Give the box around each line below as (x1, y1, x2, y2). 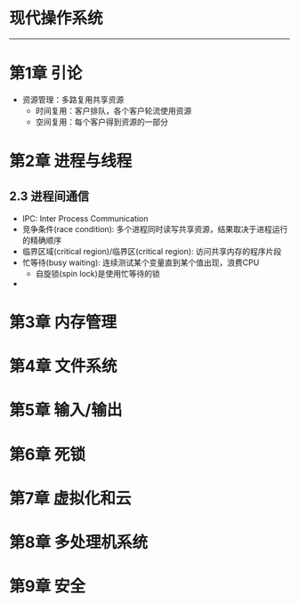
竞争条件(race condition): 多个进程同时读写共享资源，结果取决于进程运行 (21, 223, 288, 234)
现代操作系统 (9, 8, 104, 28)
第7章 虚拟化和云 (9, 488, 132, 508)
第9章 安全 (9, 576, 86, 597)
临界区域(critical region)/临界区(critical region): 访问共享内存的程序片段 (21, 245, 282, 256)
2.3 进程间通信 (9, 189, 90, 205)
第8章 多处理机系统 (9, 533, 149, 552)
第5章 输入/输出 (9, 400, 123, 421)
